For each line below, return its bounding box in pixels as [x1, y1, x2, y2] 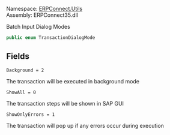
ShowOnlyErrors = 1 [6, 111, 55, 118]
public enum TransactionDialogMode [6, 35, 96, 41]
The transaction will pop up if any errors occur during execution [6, 122, 164, 129]
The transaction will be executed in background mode [6, 77, 140, 85]
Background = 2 [6, 67, 44, 73]
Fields [6, 51, 30, 62]
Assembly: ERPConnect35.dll [6, 11, 78, 19]
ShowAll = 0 [6, 89, 36, 95]
